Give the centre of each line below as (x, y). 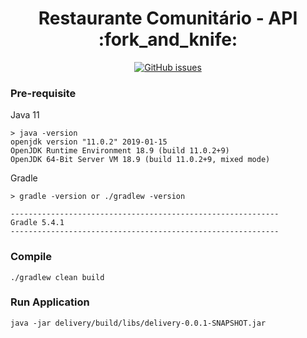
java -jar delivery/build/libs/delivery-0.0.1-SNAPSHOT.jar (138, 323)
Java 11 (25, 115)
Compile (31, 257)
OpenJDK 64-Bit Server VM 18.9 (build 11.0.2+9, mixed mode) (140, 160)
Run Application (50, 302)
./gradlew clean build (57, 277)
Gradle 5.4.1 (37, 223)
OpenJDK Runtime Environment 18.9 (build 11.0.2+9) (120, 151)
